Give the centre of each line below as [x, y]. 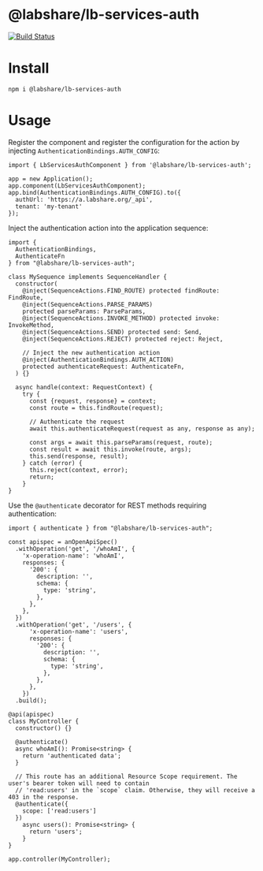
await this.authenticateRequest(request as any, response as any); [142, 428]
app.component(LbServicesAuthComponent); [77, 186]
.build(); [31, 700]
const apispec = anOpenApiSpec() [63, 542]
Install [29, 68]
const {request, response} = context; [93, 401]
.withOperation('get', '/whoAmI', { [75, 549]
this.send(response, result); [78, 456]
